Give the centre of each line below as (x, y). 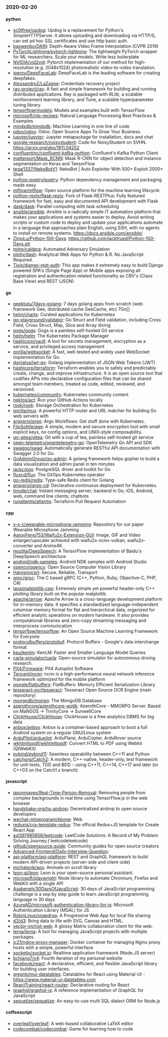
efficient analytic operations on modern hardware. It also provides (81, 615)
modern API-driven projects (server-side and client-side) (71, 862)
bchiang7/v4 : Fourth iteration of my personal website (67, 958)
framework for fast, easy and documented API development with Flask (85, 201)
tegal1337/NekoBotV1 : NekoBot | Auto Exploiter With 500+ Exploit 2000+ (88, 169)
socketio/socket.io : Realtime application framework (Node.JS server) (84, 953)
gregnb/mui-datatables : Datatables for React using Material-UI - (79, 974)
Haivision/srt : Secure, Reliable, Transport (55, 572)
